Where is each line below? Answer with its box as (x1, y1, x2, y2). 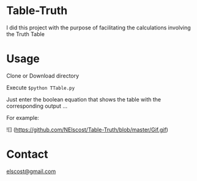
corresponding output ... (6, 102, 68, 109)
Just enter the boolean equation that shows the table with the (6, 95, 161, 103)
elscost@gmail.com (6, 168, 56, 175)
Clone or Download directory (6, 72, 80, 79)
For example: (6, 114, 40, 121)
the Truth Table (6, 30, 45, 37)
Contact (6, 147, 48, 161)
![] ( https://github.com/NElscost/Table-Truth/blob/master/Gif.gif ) (6, 126, 168, 133)
